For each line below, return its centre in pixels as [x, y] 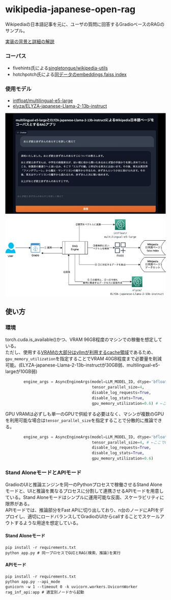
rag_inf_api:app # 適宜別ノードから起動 [45, 592]
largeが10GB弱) [21, 372]
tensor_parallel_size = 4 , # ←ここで [129, 442]
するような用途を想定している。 [48, 523]
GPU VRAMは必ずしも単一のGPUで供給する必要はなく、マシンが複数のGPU [85, 414]
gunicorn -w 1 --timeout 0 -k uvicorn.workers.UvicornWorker [72, 587]
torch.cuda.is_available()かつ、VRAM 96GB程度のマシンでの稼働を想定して [84, 340]
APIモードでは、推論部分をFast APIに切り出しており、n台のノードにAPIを [82, 510]
